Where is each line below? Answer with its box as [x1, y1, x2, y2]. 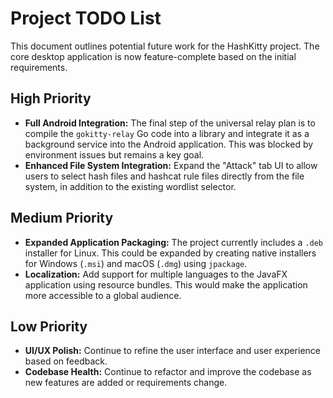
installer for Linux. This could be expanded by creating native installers [24, 247, 317, 259]
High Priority [10, 90, 92, 107]
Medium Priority [10, 210, 114, 227]
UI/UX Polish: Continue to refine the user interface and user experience [24, 345, 322, 357]
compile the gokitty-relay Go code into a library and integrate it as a [24, 127, 310, 139]
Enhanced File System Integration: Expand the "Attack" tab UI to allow [24, 159, 318, 171]
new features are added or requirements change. [24, 377, 228, 389]
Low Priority [10, 318, 88, 335]
